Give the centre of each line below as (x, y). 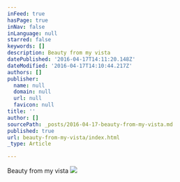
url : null (28, 99)
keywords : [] (26, 46)
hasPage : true (28, 20)
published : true (31, 131)
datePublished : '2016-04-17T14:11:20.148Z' (72, 59)
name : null (29, 85)
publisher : (23, 79)
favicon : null (34, 105)
